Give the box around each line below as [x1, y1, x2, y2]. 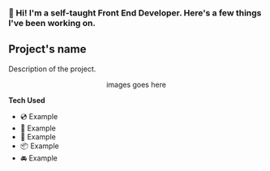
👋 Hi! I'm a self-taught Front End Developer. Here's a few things [8, 7, 262, 19]
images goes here [106, 79, 166, 89]
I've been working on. [8, 17, 96, 28]
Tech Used [8, 95, 46, 105]
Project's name [8, 42, 87, 56]
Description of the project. [8, 64, 96, 74]
